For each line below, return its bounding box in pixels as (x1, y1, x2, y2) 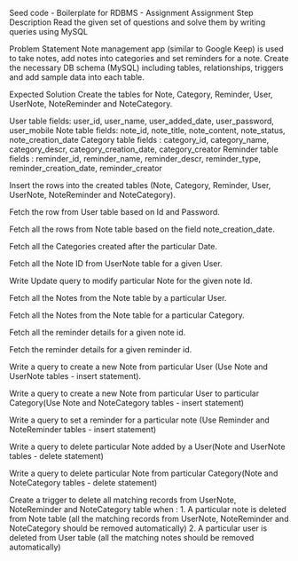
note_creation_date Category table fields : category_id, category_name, (9, 135, 270, 145)
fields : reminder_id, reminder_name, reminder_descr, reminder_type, (9, 154, 262, 163)
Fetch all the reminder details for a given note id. (9, 328, 186, 337)
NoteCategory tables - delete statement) (9, 478, 158, 487)
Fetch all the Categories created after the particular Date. (9, 241, 218, 251)
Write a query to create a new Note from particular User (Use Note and (9, 361, 269, 372)
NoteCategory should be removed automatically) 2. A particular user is (9, 523, 268, 533)
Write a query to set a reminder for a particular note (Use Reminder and (9, 415, 271, 425)
